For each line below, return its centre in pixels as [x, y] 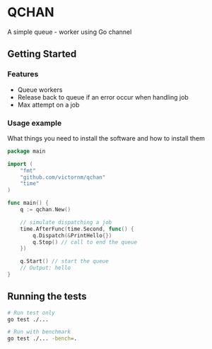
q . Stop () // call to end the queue [85, 242]
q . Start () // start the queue [65, 261]
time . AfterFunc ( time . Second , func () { [77, 229]
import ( [20, 164]
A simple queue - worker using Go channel [70, 32]
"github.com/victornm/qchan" [63, 177]
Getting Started [42, 54]
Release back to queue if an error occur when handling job [103, 97]
